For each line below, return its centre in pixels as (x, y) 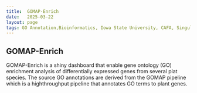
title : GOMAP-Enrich (33, 11)
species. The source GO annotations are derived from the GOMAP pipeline (96, 78)
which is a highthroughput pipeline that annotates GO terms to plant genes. (97, 84)
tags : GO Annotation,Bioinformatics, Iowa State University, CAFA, (90, 28)
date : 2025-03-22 (30, 17)
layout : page (22, 22)
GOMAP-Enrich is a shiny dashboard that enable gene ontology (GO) (89, 65)
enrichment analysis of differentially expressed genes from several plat (92, 71)
